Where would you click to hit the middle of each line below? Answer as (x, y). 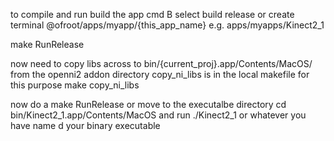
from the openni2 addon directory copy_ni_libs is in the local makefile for (160, 74)
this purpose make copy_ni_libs (75, 85)
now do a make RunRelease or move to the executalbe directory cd (148, 104)
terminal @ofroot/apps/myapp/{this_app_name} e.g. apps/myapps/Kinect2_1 (167, 25)
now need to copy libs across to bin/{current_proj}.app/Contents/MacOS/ (161, 63)
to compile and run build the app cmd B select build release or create (152, 14)
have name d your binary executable (85, 125)
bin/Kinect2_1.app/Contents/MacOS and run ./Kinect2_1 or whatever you (158, 115)
